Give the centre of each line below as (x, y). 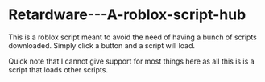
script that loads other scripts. (58, 69)
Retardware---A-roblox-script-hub (127, 15)
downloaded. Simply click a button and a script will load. (102, 45)
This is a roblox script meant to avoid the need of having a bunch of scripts (133, 37)
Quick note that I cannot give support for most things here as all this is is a (132, 61)
